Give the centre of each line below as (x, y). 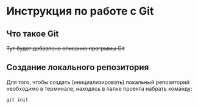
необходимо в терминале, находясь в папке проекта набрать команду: (99, 88)
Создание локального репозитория (78, 67)
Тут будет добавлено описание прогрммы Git (65, 48)
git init (17, 100)
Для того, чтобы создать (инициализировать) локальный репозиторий (98, 82)
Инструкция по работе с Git (80, 11)
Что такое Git (33, 34)
